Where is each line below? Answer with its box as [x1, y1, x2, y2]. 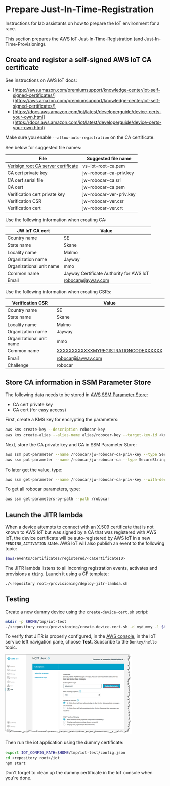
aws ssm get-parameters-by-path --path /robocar [5, 496, 110, 502]
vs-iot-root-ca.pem [82, 163, 125, 169]
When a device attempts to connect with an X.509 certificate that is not [5, 524, 154, 530]
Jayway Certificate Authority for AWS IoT [63, 270, 149, 276]
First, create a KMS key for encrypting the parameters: [5, 417, 119, 423]
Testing [5, 595, 30, 604]
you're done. [5, 775, 32, 781]
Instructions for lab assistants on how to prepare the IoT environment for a [5, 20, 160, 26]
